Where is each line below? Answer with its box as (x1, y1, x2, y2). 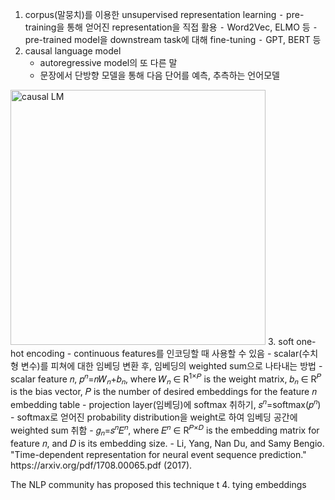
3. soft (267, 336, 295, 347)
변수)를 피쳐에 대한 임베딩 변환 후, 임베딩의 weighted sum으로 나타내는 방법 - (20, 360, 323, 372)
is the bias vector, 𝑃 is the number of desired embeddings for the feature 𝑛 (10, 386, 317, 398)
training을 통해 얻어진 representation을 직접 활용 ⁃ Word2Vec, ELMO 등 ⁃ (24, 21, 318, 33)
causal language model (24, 45, 122, 57)
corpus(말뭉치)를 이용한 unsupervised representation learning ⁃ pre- (24, 9, 305, 20)
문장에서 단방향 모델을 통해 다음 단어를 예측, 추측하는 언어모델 (39, 69, 280, 81)
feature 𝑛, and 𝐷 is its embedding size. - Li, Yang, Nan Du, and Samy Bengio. (10, 437, 325, 449)
